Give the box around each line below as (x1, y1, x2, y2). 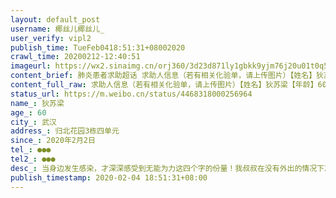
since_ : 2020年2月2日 (10, 136, 96, 146)
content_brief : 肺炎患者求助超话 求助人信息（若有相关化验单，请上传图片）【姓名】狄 (10, 71, 325, 81)
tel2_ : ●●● (10, 154, 56, 164)
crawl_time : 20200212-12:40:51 (10, 52, 141, 62)
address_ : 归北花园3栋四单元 (10, 126, 120, 136)
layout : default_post (10, 14, 101, 25)
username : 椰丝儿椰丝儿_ (10, 24, 105, 34)
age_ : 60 (10, 107, 47, 118)
